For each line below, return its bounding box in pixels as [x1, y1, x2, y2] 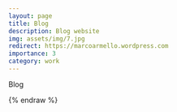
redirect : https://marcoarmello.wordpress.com [8, 42, 169, 50]
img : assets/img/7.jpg [8, 34, 85, 43]
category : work [8, 58, 60, 66]
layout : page [8, 11, 53, 20]
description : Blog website [8, 27, 100, 35]
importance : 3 [8, 50, 57, 58]
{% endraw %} [8, 95, 58, 105]
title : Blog [8, 19, 49, 28]
